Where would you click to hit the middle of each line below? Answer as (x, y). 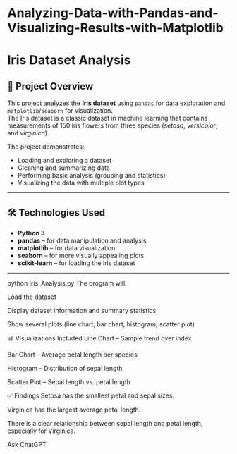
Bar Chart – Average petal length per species (72, 355)
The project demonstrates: (46, 147)
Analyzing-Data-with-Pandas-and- (113, 13)
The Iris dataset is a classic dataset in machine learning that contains (108, 118)
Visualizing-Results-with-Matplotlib (115, 28)
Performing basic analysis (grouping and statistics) (91, 176)
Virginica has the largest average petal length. (74, 410)
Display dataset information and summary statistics (82, 311)
